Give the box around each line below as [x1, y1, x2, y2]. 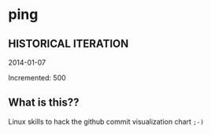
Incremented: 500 [8, 73, 67, 82]
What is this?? [8, 96, 80, 110]
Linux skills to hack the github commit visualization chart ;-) [8, 117, 205, 126]
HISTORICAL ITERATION [8, 37, 129, 50]
